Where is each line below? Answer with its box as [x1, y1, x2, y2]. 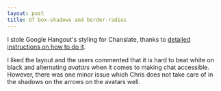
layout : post [7, 10, 44, 17]
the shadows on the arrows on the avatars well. [7, 77, 141, 86]
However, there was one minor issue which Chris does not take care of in [7, 70, 213, 79]
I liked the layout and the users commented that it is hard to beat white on [7, 55, 214, 64]
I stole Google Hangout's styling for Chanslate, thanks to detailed [7, 35, 191, 43]
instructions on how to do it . [7, 42, 86, 51]
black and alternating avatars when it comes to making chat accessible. [7, 63, 210, 71]
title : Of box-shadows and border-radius [7, 16, 127, 23]
